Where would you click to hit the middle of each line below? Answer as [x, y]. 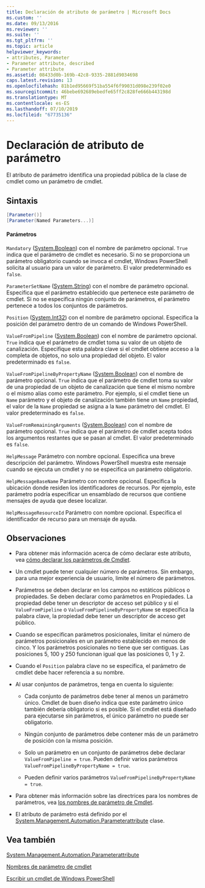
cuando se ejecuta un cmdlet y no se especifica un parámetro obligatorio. [99, 469]
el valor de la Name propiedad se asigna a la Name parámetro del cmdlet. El [98, 407]
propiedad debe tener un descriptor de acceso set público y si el [97, 603]
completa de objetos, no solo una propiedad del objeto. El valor [86, 356]
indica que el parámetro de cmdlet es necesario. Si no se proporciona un [98, 255]
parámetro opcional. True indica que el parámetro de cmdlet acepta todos [99, 431]
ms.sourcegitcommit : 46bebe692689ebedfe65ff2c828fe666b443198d [89, 92]
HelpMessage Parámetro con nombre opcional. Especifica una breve [91, 456]
